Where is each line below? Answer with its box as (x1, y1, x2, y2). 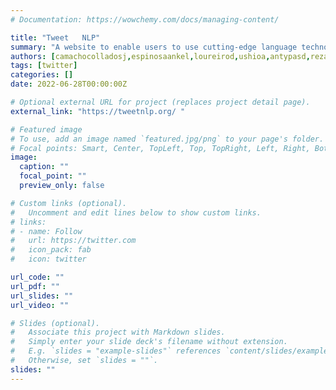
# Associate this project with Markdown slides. (10, 327, 226, 338)
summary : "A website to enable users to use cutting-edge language (10, 42, 298, 52)
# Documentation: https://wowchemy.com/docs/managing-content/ (10, 14, 280, 25)
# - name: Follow (10, 226, 83, 236)
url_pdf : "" (10, 281, 60, 291)
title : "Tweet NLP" (10, 32, 101, 43)
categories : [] (10, 70, 74, 80)
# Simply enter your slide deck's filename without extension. (10, 337, 288, 347)
